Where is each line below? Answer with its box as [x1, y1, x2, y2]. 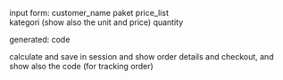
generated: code [9, 35, 71, 44]
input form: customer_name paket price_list [9, 8, 170, 18]
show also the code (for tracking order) [9, 61, 154, 71]
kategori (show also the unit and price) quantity [9, 17, 184, 28]
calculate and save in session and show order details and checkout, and [9, 52, 274, 61]
